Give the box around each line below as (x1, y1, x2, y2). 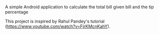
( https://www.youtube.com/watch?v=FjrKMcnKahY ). (5, 23, 111, 29)
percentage (5, 9, 28, 15)
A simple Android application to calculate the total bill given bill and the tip (5, 4, 154, 10)
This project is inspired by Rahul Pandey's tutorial (5, 19, 105, 24)
